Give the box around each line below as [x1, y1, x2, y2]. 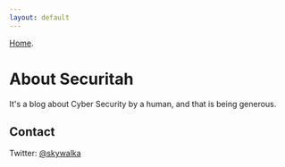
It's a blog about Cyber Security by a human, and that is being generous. [9, 98, 277, 109]
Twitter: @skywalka [9, 148, 82, 159]
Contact [9, 124, 55, 139]
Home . [9, 38, 34, 48]
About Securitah [9, 69, 134, 89]
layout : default [9, 13, 70, 22]
